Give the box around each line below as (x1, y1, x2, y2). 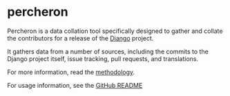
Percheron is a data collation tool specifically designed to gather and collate (7, 27, 223, 35)
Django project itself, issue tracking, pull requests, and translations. (7, 54, 199, 62)
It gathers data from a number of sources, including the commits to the (7, 47, 209, 56)
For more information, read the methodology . (7, 68, 135, 76)
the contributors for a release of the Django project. (7, 34, 154, 42)
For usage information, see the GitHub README (7, 81, 143, 89)
